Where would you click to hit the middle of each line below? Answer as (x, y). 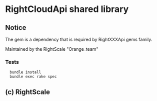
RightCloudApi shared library (67, 9)
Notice (16, 28)
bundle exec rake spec (33, 77)
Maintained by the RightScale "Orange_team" (52, 49)
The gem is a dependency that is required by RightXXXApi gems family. (79, 39)
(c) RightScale (28, 92)
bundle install (25, 72)
